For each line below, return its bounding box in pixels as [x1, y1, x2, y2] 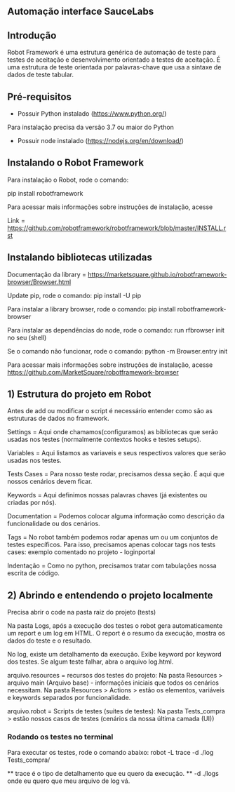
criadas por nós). [7, 498, 57, 507]
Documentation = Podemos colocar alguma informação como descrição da [7, 512, 224, 521]
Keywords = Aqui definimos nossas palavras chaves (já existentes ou [7, 491, 208, 499]
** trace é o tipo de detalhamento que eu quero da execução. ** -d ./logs [7, 769, 219, 777]
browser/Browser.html [7, 277, 72, 286]
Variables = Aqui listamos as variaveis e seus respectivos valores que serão [7, 449, 227, 457]
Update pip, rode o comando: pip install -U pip [7, 291, 142, 300]
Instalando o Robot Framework [7, 157, 145, 169]
